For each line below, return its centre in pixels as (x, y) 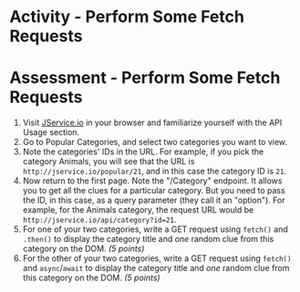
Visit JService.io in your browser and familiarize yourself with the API (152, 123)
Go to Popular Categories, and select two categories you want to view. (155, 142)
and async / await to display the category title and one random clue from (156, 268)
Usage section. (51, 132)
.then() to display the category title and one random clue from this (148, 239)
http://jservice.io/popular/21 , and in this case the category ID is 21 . (155, 172)
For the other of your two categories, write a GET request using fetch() (157, 258)
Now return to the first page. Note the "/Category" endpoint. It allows (152, 181)
